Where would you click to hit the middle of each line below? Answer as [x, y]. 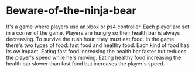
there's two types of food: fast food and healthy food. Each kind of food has [97, 45]
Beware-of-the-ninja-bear [71, 11]
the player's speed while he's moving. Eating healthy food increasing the [94, 57]
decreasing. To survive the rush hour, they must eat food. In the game [90, 39]
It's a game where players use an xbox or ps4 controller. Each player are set [98, 27]
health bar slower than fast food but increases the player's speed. [85, 63]
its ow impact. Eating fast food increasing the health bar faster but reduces [96, 51]
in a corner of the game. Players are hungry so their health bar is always [93, 32]
